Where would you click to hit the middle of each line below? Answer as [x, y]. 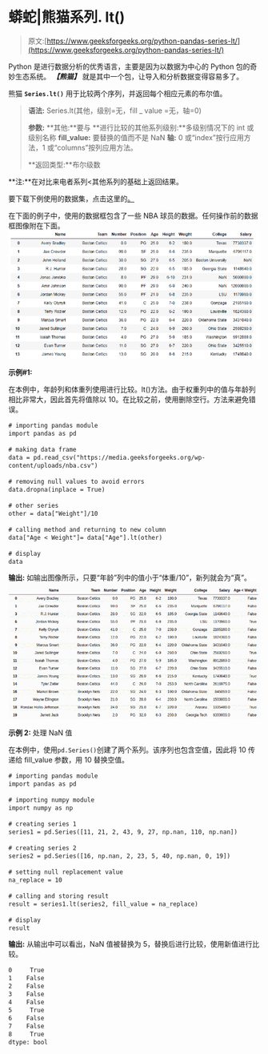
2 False [26, 986]
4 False [26, 1002]
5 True [26, 1010]
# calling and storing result [59, 896]
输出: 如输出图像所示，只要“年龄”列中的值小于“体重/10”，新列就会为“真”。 [130, 577]
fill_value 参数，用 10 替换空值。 [76, 759]
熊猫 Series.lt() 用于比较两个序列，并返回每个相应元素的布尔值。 [118, 93]
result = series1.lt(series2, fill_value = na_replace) [103, 904]
